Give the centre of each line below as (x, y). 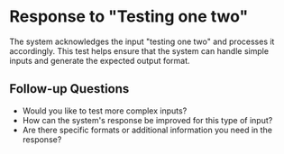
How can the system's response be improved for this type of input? (147, 120)
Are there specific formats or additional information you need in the (147, 130)
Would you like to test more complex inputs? (105, 111)
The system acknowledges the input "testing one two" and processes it (142, 41)
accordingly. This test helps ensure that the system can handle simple (139, 50)
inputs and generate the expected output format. (100, 60)
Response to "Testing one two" (129, 17)
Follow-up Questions (69, 89)
